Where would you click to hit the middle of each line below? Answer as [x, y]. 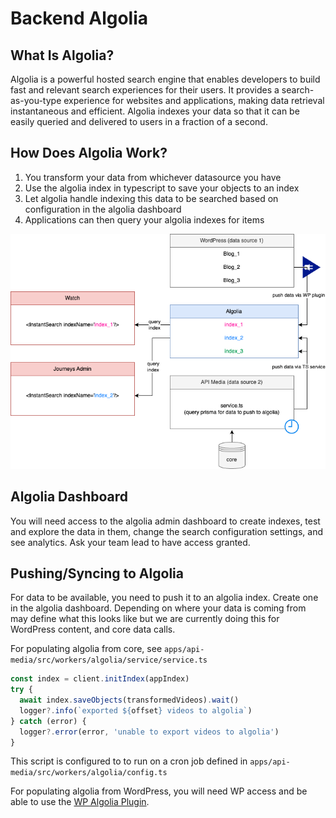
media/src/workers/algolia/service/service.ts [109, 660]
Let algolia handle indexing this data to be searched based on [151, 198]
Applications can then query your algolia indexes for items [144, 219]
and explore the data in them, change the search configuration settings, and [167, 531]
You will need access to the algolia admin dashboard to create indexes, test [165, 521]
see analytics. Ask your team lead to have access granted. [130, 542]
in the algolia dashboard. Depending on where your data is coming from [158, 608]
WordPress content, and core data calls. [93, 629]
